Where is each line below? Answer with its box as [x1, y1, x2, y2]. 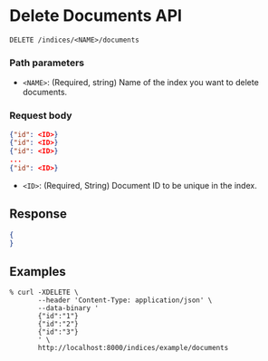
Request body [9, 110, 72, 122]
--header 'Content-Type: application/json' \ [37, 296, 213, 305]
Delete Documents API [9, 5, 183, 26]
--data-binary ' [37, 304, 100, 313]
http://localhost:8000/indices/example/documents [37, 344, 229, 353]
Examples [9, 264, 66, 279]
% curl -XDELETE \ [9, 288, 79, 298]
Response [9, 206, 68, 222]
